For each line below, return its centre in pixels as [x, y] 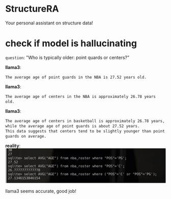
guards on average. [26, 136]
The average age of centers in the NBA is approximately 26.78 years [81, 96]
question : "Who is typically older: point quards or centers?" [67, 57]
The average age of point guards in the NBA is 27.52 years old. [76, 77]
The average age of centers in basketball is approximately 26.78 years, [85, 121]
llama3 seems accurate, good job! [41, 191]
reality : [13, 146]
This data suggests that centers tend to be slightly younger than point [85, 131]
